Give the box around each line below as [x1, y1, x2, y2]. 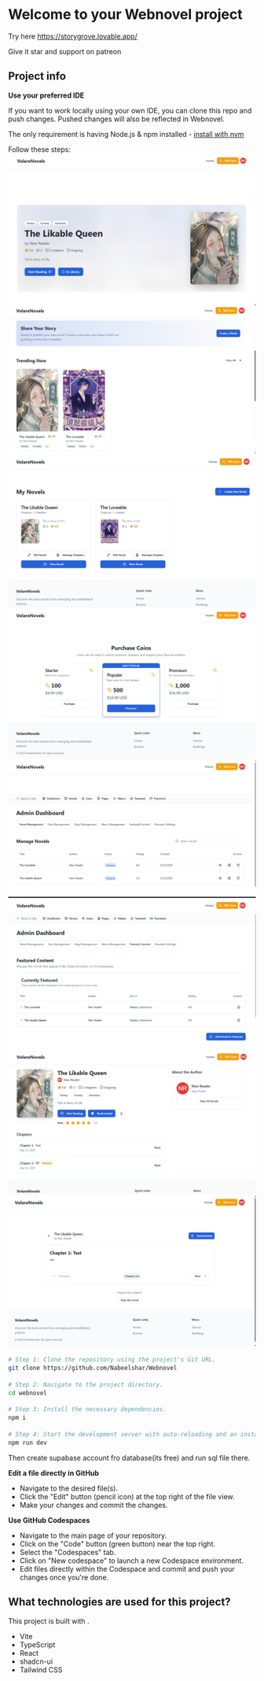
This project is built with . [8, 1616, 90, 1626]
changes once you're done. [19, 1572, 109, 1582]
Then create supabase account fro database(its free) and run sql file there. [8, 1453, 251, 1462]
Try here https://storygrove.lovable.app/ [8, 31, 137, 41]
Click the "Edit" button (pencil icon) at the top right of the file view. [19, 1491, 235, 1501]
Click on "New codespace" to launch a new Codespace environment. [19, 1556, 244, 1565]
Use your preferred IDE [8, 91, 85, 100]
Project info [8, 69, 67, 83]
